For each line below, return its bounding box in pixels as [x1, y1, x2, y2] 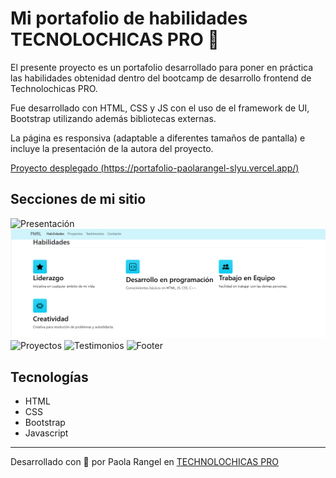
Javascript [24, 427, 69, 439]
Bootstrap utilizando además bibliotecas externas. [10, 112, 217, 124]
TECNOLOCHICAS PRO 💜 [10, 28, 220, 51]
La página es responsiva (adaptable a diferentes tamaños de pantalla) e [10, 132, 306, 144]
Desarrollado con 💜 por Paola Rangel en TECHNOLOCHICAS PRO [10, 456, 279, 468]
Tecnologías [10, 368, 89, 386]
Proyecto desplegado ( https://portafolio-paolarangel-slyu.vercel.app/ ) [10, 162, 300, 174]
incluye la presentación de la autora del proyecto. [10, 142, 214, 154]
